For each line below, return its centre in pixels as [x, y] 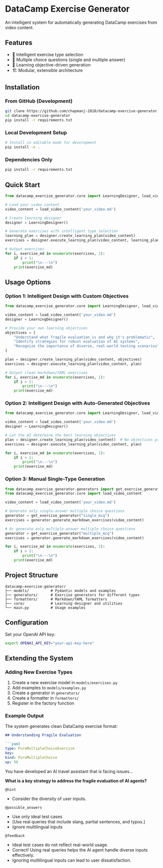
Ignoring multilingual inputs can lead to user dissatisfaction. [72, 860]
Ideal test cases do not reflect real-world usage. [60, 845]
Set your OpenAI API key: [30, 634]
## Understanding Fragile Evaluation [43, 735]
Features [19, 43]
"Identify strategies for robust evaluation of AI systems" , [77, 342]
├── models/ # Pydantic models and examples [61, 590]
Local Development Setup [36, 132]
